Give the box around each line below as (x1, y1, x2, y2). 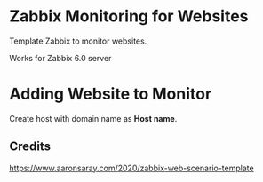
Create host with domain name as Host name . (9, 113, 178, 123)
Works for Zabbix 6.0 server (9, 52, 112, 63)
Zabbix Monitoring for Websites (9, 6, 249, 27)
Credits (9, 139, 52, 154)
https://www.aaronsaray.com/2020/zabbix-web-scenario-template (9, 162, 255, 173)
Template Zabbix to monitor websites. (9, 36, 147, 46)
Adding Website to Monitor (9, 84, 212, 104)
